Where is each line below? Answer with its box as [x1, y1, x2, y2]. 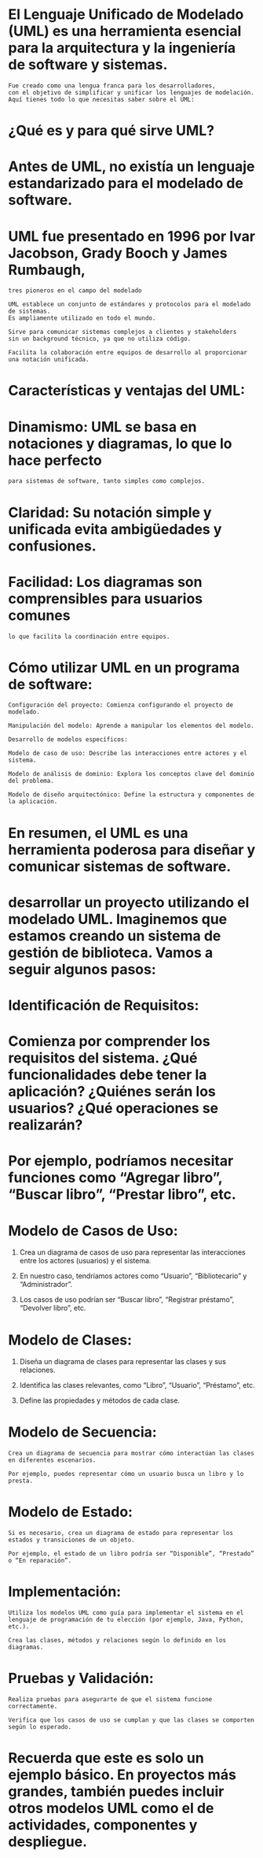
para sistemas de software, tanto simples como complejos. [8, 477, 206, 485]
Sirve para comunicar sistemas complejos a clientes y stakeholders [8, 328, 237, 336]
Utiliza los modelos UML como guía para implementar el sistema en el [8, 1609, 244, 1617]
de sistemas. [8, 307, 51, 316]
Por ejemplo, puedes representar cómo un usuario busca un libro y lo [8, 1470, 244, 1478]
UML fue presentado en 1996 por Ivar [8, 227, 256, 245]
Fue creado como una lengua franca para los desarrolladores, [8, 81, 216, 90]
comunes [8, 606, 71, 624]
